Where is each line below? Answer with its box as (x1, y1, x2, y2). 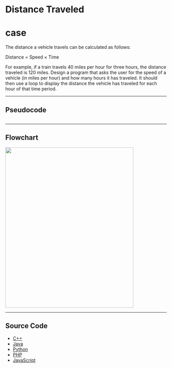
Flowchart (5, 133, 38, 142)
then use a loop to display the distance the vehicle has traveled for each (5, 81, 157, 87)
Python (12, 346, 28, 352)
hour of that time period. (5, 86, 57, 92)
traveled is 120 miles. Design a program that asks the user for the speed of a (5, 69, 166, 75)
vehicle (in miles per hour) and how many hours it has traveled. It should (5, 75, 158, 81)
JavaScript (12, 357, 36, 363)
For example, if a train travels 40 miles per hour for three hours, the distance (5, 64, 166, 70)
